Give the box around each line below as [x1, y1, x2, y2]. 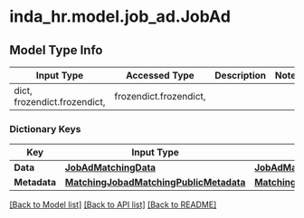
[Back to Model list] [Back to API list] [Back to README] [9, 199, 217, 210]
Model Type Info [9, 43, 103, 58]
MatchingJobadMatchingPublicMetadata [64, 176, 246, 189]
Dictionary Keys [9, 122, 81, 135]
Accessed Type [125, 70, 195, 81]
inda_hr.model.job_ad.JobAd [9, 6, 231, 27]
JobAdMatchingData [64, 161, 157, 174]
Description [214, 70, 267, 81]
